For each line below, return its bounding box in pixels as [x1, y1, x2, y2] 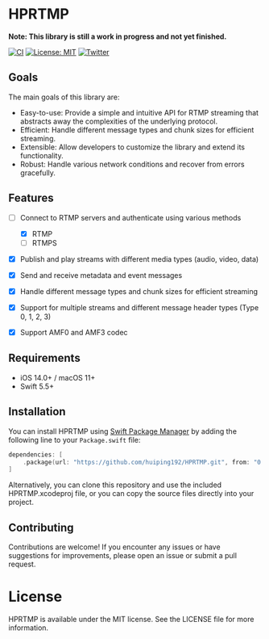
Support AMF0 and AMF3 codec [19, 328, 128, 337]
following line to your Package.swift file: [8, 435, 141, 444]
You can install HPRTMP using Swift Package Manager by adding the [8, 426, 238, 436]
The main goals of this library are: [8, 92, 120, 102]
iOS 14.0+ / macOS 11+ [19, 372, 96, 382]
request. [8, 559, 36, 570]
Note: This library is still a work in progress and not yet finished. [8, 32, 227, 41]
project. [8, 498, 35, 507]
